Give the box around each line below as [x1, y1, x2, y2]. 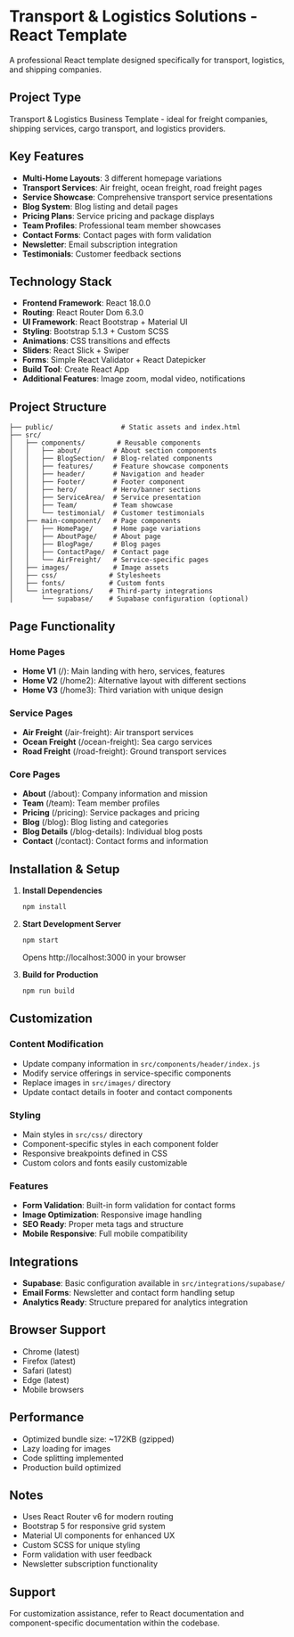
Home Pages [9, 645, 65, 658]
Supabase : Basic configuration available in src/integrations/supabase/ [21, 1278, 286, 1289]
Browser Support [9, 1322, 107, 1338]
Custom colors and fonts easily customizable [21, 1157, 188, 1168]
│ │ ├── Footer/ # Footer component [9, 478, 185, 487]
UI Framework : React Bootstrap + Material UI [21, 316, 189, 327]
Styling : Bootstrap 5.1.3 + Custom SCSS [21, 326, 169, 337]
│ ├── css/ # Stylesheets [9, 571, 162, 580]
